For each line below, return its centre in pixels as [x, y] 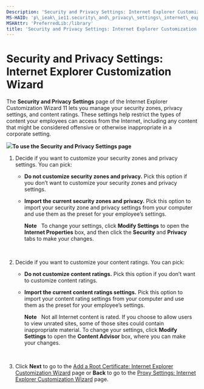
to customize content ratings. [61, 281]
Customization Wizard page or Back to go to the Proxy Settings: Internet [105, 373]
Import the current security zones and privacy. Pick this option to [107, 201]
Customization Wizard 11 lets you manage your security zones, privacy [94, 108]
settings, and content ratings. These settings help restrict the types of [93, 115]
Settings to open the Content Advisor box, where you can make [105, 336]
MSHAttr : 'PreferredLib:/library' [50, 23]
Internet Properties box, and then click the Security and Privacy [105, 232]
